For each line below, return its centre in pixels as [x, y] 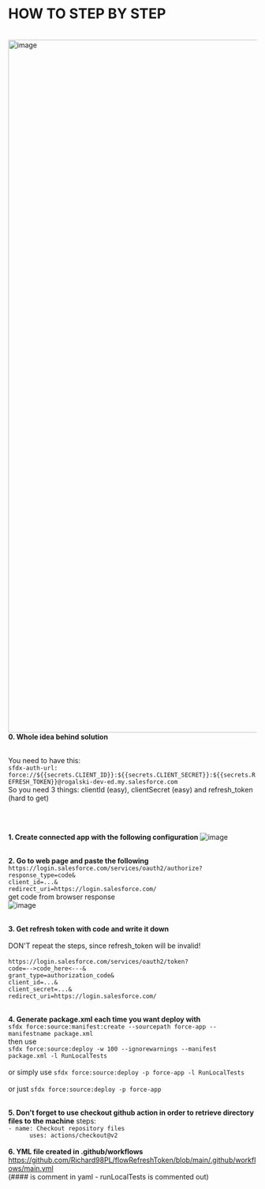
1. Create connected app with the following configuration [103, 837]
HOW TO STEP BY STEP [87, 14]
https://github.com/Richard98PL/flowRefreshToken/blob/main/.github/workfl [132, 1160]
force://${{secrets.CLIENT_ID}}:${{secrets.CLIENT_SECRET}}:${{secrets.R [132, 775]
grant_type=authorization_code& [61, 975]
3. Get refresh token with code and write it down [89, 928]
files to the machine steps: [52, 1121]
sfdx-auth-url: [33, 768]
